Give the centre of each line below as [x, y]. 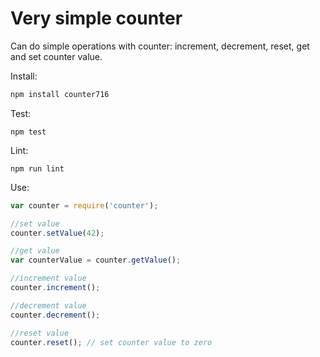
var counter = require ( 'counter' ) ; [84, 205]
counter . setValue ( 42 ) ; [57, 233]
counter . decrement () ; [55, 315]
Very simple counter [96, 18]
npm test [28, 132]
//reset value [40, 333]
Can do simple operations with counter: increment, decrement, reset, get [160, 46]
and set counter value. [56, 56]
